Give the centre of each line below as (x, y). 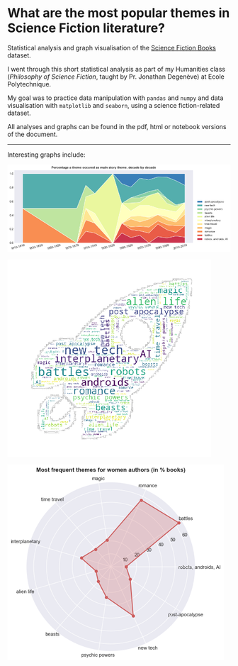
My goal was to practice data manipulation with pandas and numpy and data (115, 98)
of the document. (33, 134)
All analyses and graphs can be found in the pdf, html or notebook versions (117, 126)
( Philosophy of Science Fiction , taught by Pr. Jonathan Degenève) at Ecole (116, 77)
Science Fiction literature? (86, 28)
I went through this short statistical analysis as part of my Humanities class (116, 69)
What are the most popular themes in (119, 13)
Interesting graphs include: (46, 155)
